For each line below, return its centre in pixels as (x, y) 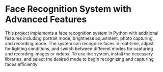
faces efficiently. (22, 64)
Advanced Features (46, 19)
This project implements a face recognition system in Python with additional (82, 33)
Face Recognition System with (68, 9)
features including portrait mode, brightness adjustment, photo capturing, (80, 38)
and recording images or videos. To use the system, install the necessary (79, 54)
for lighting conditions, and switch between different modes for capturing (79, 48)
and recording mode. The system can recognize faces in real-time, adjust (79, 43)
